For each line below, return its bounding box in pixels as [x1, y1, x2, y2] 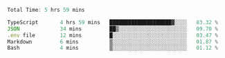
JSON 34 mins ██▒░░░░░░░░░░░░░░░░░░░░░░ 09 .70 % [7, 25, 218, 32]
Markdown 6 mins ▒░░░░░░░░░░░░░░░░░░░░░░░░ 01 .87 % [7, 38, 218, 45]
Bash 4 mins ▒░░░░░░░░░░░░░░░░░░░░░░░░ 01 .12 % [7, 45, 218, 52]
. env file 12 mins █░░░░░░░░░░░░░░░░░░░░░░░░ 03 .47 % [7, 32, 218, 39]
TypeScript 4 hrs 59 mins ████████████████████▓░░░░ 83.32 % [7, 19, 218, 26]
